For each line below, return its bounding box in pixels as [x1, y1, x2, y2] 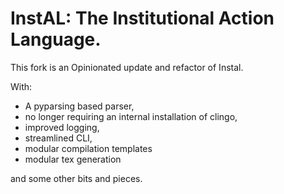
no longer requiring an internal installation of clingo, [24, 110, 238, 122]
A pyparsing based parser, [24, 100, 135, 112]
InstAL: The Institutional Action [10, 7, 275, 30]
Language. [10, 28, 102, 51]
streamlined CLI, [24, 132, 93, 144]
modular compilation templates [24, 142, 153, 154]
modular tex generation [24, 153, 122, 165]
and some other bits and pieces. [10, 172, 143, 184]
